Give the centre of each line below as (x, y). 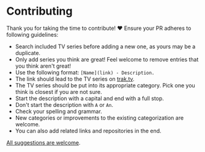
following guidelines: (32, 34)
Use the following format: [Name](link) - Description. (85, 72)
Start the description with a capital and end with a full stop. (89, 98)
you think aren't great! (43, 66)
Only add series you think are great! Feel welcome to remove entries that (107, 59)
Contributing (39, 11)
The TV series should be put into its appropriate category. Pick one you (105, 85)
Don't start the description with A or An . (64, 104)
